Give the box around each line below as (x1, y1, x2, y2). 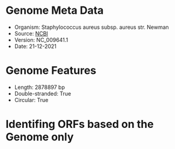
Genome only (5, 130, 74, 144)
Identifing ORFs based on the (5, 118, 154, 131)
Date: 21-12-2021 (14, 43, 57, 50)
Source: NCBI (14, 29, 49, 37)
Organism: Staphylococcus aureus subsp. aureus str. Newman (14, 23, 169, 31)
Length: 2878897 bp (14, 84, 66, 91)
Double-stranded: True (14, 90, 72, 97)
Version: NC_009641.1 (14, 36, 69, 43)
